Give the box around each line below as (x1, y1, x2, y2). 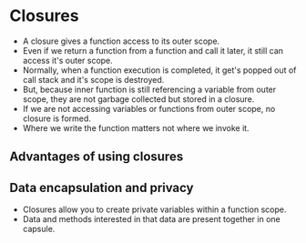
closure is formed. (22, 113, 91, 124)
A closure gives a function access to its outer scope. (22, 35, 220, 46)
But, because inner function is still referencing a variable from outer (22, 84, 277, 95)
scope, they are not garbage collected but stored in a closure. (22, 93, 255, 105)
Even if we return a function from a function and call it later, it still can (22, 45, 284, 56)
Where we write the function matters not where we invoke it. (22, 122, 250, 133)
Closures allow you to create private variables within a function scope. (22, 204, 287, 215)
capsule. (22, 224, 56, 235)
